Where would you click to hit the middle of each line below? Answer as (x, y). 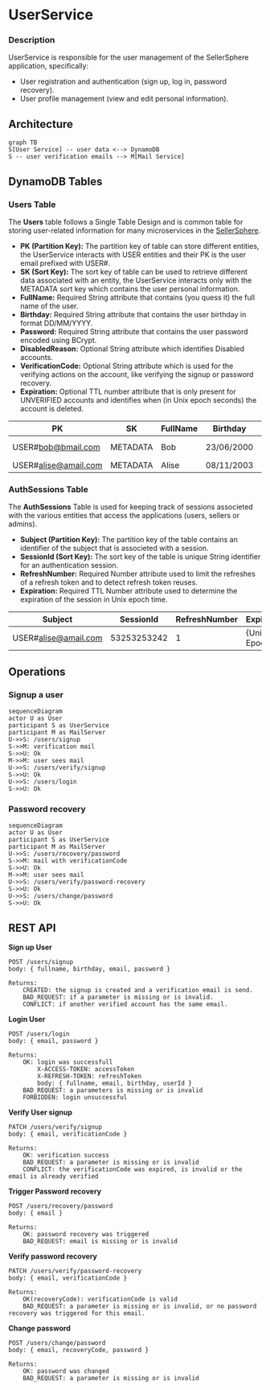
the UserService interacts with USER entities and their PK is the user (133, 254)
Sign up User (30, 947)
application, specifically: (49, 66)
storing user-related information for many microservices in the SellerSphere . (135, 230)
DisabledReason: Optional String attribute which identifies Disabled (132, 349)
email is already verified (53, 1177)
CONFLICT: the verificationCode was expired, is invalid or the (133, 1169)
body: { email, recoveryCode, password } (79, 1351)
